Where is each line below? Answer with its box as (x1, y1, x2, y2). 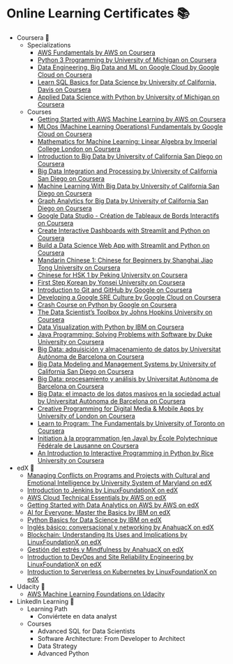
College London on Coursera (37, 145, 121, 153)
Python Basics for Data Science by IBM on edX (27, 515, 162, 524)
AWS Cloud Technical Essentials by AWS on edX (27, 493, 167, 501)
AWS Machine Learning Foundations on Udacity (27, 589, 165, 598)
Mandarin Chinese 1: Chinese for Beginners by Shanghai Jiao (37, 256, 213, 264)
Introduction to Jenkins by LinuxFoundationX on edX (27, 486, 179, 494)
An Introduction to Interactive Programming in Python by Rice (37, 448, 214, 457)
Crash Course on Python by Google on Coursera (37, 300, 177, 309)
